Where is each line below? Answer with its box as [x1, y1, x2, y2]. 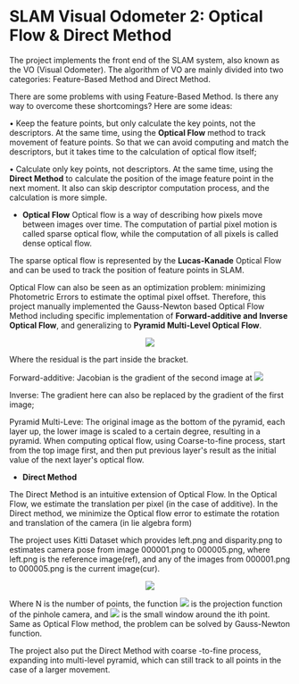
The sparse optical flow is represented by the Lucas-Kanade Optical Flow [9, 254, 282, 265]
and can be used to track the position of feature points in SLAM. [9, 264, 245, 275]
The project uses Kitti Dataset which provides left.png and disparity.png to [9, 534, 283, 546]
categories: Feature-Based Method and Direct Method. [9, 73, 212, 84]
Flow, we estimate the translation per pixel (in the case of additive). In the [9, 498, 278, 509]
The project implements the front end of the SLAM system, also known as [9, 54, 280, 65]
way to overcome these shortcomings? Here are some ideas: [9, 100, 233, 111]
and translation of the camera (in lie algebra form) [9, 517, 193, 528]
